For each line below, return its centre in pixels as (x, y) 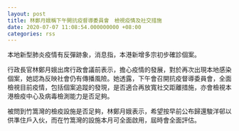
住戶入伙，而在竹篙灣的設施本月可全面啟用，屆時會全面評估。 (110, 120)
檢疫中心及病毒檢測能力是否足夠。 (63, 96)
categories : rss (31, 34)
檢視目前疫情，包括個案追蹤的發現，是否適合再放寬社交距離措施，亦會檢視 (116, 87)
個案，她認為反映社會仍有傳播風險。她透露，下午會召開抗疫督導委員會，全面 (119, 79)
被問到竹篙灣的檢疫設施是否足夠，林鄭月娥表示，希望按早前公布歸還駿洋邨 (116, 111)
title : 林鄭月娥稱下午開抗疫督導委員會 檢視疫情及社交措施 (85, 21)
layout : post (27, 14)
